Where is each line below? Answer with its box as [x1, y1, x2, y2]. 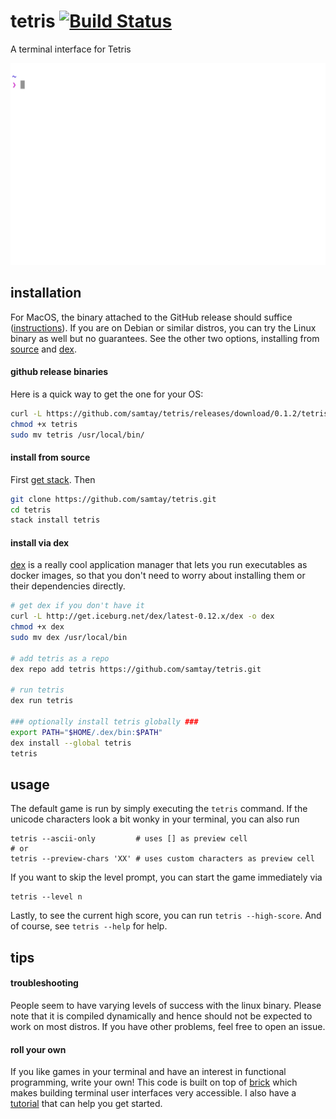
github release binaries [10, 366, 109, 378]
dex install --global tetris [10, 738, 132, 748]
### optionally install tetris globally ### [10, 717, 199, 727]
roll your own [10, 1043, 67, 1055]
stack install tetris [10, 515, 101, 525]
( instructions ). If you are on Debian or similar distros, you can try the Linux [10, 321, 317, 334]
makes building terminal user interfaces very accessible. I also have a [10, 1087, 297, 1099]
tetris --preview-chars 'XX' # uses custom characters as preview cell [10, 854, 315, 864]
